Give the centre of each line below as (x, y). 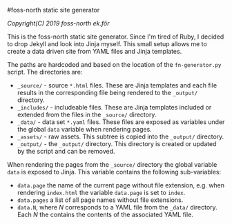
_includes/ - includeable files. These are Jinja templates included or (114, 107)
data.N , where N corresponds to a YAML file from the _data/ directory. (117, 207)
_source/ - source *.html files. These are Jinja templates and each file (117, 85)
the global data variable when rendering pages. (84, 129)
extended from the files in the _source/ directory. (87, 114)
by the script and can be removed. (66, 151)
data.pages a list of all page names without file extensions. (100, 200)
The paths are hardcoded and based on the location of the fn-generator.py (114, 64)
